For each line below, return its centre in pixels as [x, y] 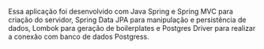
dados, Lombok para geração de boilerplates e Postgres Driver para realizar [132, 28]
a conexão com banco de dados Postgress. [79, 36]
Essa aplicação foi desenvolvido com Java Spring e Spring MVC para [121, 11]
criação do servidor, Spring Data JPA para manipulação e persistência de [127, 20]
